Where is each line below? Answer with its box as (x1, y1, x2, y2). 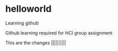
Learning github (5, 20, 39, 26)
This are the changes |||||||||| (5, 39, 67, 46)
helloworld (5, 3, 52, 15)
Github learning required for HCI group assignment (5, 30, 113, 36)
